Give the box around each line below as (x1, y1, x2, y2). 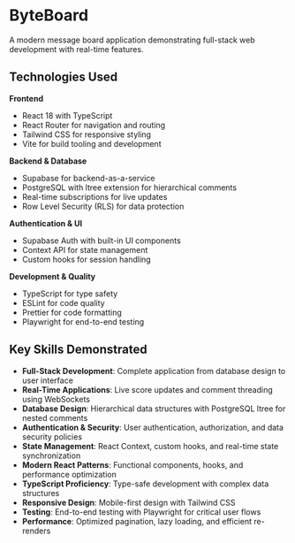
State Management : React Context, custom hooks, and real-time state (21, 440, 279, 451)
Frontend (9, 93, 44, 103)
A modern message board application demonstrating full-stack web (9, 34, 255, 45)
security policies (21, 431, 82, 442)
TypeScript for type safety (21, 288, 118, 299)
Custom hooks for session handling (21, 254, 152, 264)
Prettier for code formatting (21, 307, 122, 317)
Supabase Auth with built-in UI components (21, 235, 181, 246)
